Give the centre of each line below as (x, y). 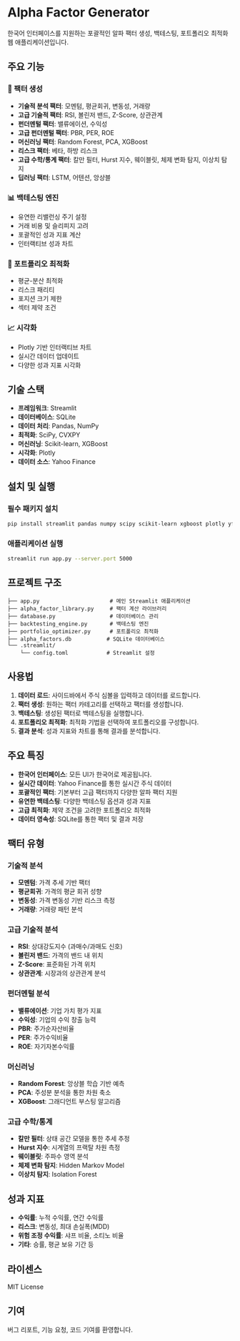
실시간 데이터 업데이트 (49, 356)
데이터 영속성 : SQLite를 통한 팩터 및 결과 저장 (81, 818)
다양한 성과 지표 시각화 (49, 365)
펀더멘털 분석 (29, 994)
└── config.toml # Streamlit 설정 (87, 653)
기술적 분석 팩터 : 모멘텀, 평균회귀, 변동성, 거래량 (84, 106)
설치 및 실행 (31, 486)
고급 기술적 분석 (33, 930)
